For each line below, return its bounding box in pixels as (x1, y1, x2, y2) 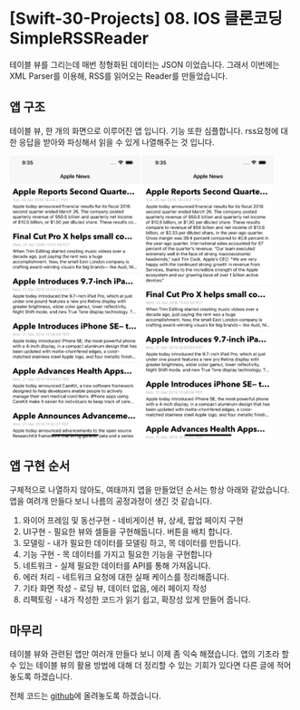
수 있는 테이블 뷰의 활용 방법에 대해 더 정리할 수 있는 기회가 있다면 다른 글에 (9, 660, 275, 671)
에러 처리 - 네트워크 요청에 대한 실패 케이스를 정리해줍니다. (22, 571, 229, 582)
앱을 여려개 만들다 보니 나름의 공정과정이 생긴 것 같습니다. (9, 495, 213, 506)
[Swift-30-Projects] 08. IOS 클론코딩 (9, 8, 283, 29)
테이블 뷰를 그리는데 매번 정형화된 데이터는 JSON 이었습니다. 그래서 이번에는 (9, 59, 280, 70)
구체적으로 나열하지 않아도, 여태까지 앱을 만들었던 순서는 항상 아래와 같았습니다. (9, 484, 290, 494)
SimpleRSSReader (9, 28, 150, 49)
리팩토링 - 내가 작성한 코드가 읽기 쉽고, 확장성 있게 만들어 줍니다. (22, 594, 251, 605)
